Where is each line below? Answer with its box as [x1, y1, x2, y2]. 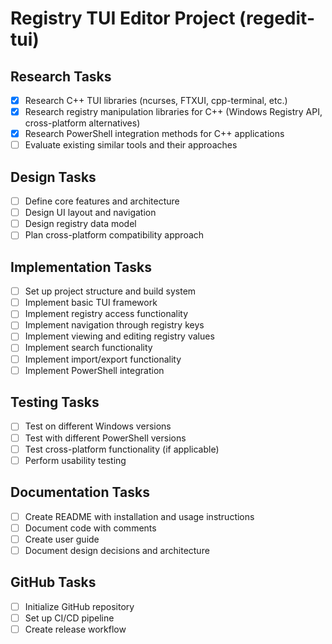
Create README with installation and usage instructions [24, 510, 255, 522]
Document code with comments [24, 522, 157, 534]
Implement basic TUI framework [24, 297, 158, 309]
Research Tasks [10, 68, 112, 85]
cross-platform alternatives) [24, 117, 141, 129]
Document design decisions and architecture [24, 544, 210, 556]
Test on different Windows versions [24, 420, 172, 432]
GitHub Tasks [10, 574, 97, 591]
